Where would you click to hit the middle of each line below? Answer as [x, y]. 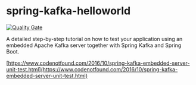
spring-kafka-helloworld [69, 11]
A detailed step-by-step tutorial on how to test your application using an [94, 39]
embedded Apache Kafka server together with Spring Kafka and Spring [94, 45]
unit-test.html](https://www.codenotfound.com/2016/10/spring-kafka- [92, 69]
